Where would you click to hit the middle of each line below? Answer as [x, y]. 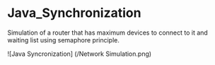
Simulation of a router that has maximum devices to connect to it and [108, 32]
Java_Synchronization [74, 13]
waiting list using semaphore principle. [64, 40]
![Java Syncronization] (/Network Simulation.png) [80, 54]
